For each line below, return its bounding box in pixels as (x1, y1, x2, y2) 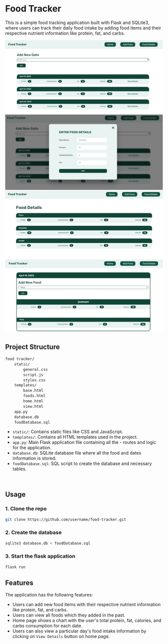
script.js (23, 372, 43, 377)
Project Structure (5, 342, 60, 351)
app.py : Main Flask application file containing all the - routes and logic (12, 439, 156, 445)
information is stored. (12, 455, 56, 461)
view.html (23, 403, 43, 409)
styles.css (23, 377, 46, 382)
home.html (23, 398, 43, 404)
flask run (5, 564, 26, 570)
